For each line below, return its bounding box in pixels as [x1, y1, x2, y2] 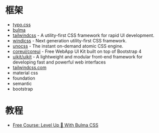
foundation [12, 75, 35, 81]
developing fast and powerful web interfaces [12, 59, 106, 65]
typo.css [12, 21, 31, 28]
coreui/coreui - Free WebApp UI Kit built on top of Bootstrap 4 [12, 48, 142, 54]
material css [12, 70, 38, 76]
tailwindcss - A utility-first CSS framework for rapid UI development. [12, 32, 155, 38]
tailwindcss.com [12, 64, 47, 71]
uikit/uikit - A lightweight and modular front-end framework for [12, 53, 143, 59]
